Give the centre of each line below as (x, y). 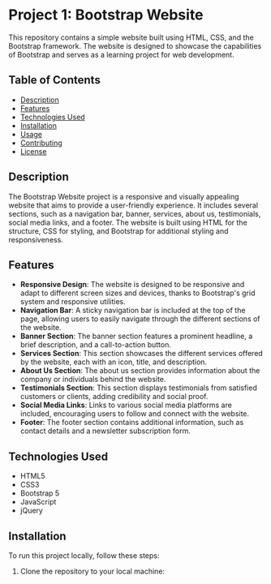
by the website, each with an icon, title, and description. (114, 362)
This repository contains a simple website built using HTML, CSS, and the (131, 37)
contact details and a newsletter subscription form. (105, 431)
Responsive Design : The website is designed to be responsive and (132, 285)
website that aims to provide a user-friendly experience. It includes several (133, 205)
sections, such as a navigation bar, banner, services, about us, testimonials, (135, 213)
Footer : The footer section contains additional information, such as (132, 423)
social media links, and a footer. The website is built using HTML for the (128, 222)
